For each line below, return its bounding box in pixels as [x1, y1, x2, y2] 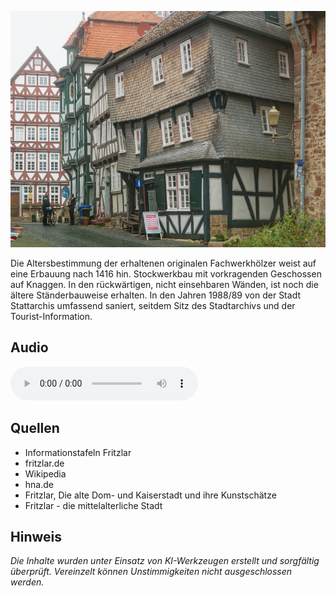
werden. [10, 576, 45, 588]
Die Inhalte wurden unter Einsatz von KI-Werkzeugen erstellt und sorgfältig [10, 555, 320, 567]
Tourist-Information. [10, 311, 93, 322]
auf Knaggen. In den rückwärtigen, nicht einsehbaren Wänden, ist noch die [10, 279, 319, 290]
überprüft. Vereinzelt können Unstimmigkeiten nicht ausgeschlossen [10, 566, 293, 578]
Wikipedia [24, 467, 67, 480]
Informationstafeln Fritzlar [24, 446, 132, 458]
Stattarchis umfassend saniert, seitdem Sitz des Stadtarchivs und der [10, 300, 296, 311]
